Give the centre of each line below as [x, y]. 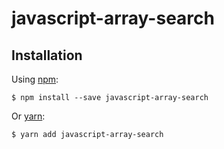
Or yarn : [28, 116]
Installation [47, 55]
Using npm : [35, 79]
